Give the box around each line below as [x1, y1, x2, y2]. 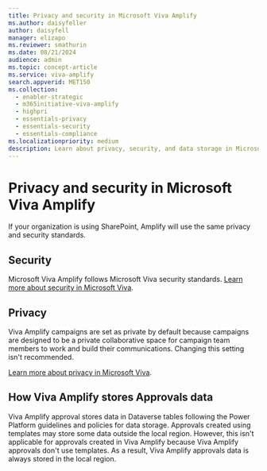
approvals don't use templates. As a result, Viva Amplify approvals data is [8, 446, 249, 455]
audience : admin [8, 56, 62, 64]
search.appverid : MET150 [8, 78, 91, 86]
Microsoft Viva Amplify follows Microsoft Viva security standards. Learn [8, 275, 244, 284]
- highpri [15, 108, 48, 116]
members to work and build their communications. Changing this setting [8, 343, 245, 353]
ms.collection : [8, 85, 59, 94]
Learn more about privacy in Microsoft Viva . [8, 367, 153, 377]
